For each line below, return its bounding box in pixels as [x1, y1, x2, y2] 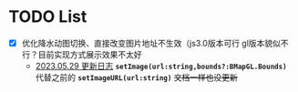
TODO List [8, 6, 87, 27]
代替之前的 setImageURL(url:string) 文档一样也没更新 [35, 72, 239, 83]
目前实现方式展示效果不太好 [37, 49, 142, 60]
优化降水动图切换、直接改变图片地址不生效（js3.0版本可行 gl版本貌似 [21, 37, 282, 48]
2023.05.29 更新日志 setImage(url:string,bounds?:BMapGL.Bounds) [35, 61, 288, 71]
